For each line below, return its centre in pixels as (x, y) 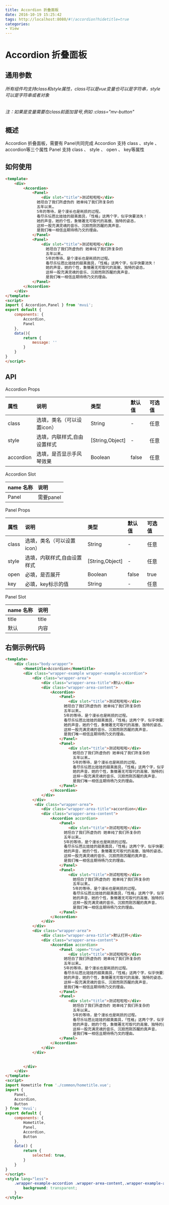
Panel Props (18, 510)
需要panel (49, 497)
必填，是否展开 (43, 574)
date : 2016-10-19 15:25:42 (33, 15)
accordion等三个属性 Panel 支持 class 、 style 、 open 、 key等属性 (75, 149)
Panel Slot (16, 596)
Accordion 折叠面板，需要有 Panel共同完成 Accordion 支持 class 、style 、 (82, 143)
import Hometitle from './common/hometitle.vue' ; (58, 1085)
